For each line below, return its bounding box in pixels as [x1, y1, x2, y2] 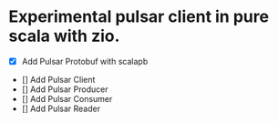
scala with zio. [8, 25, 120, 46]
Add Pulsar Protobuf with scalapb [21, 56, 149, 66]
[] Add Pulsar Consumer [21, 94, 113, 104]
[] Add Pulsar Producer [21, 84, 108, 95]
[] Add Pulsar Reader [21, 103, 101, 114]
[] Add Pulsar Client [21, 75, 96, 85]
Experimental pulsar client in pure [8, 6, 270, 27]
